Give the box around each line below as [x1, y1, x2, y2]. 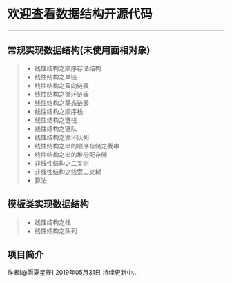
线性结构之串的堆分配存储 [34, 150, 108, 159]
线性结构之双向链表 [34, 81, 90, 90]
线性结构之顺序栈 [34, 107, 84, 115]
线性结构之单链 [34, 72, 77, 81]
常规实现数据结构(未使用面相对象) [7, 44, 151, 56]
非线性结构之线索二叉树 [34, 167, 101, 176]
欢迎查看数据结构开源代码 [7, 6, 153, 22]
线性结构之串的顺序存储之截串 [34, 141, 119, 150]
